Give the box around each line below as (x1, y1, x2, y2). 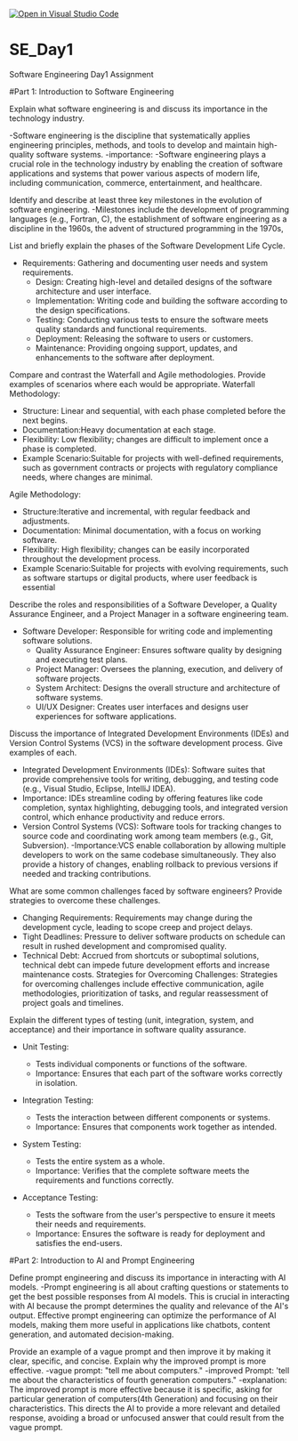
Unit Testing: (21, 1041, 69, 1052)
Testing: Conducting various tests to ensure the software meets (35, 314, 269, 325)
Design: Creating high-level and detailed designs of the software (35, 276, 273, 287)
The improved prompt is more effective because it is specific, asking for (9, 1384, 273, 1395)
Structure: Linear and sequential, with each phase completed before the (21, 405, 286, 416)
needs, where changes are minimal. (21, 472, 153, 482)
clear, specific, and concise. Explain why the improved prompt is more (9, 1356, 267, 1366)
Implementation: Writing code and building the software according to (35, 295, 288, 306)
